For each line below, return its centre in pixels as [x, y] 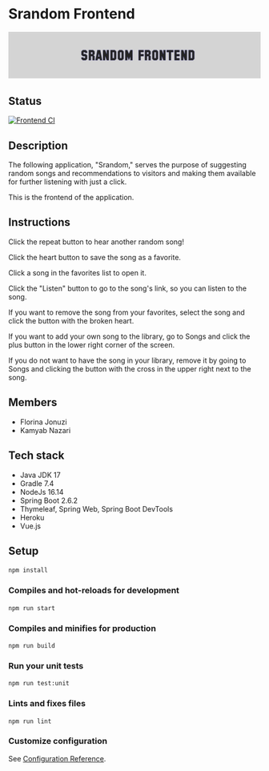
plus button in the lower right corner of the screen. [91, 344]
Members [33, 402]
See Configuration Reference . [57, 758]
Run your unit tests [46, 665]
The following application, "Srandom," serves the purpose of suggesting [127, 165]
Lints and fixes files [47, 704]
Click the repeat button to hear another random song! [96, 242]
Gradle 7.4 [37, 483]
